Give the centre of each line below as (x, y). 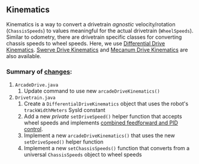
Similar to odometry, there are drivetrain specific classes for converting (94, 37)
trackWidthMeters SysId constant (65, 110)
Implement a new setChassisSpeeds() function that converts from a (107, 148)
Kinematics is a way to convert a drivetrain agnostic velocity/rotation (91, 24)
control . (33, 129)
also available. (24, 56)
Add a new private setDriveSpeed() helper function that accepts (103, 117)
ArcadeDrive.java (37, 85)
